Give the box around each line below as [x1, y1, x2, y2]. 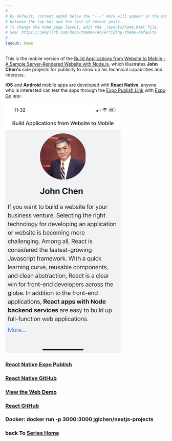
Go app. [5, 92, 22, 98]
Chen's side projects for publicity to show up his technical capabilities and [5, 66, 163, 72]
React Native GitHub [5, 374, 57, 382]
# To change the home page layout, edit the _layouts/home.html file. [5, 25, 159, 30]
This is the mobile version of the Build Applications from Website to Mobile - [5, 55, 166, 62]
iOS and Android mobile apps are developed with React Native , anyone [5, 82, 157, 88]
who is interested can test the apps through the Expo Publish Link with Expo [5, 87, 166, 93]
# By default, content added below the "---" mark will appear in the [5, 13, 159, 19]
